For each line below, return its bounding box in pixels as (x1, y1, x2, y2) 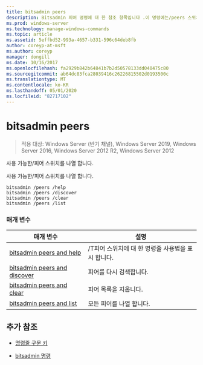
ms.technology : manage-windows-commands (6, 25, 110, 32)
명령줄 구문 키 (14, 339, 48, 346)
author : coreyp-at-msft (6, 43, 66, 49)
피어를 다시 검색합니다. (88, 268, 149, 276)
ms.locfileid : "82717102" (6, 93, 71, 99)
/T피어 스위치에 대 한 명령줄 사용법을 (88, 244, 186, 252)
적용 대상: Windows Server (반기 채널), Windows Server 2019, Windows (21, 140, 196, 147)
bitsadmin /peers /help (6, 184, 66, 191)
